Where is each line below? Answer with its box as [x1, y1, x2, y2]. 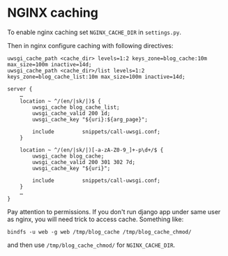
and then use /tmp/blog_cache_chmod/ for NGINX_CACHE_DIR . [7, 241, 176, 249]
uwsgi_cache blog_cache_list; [32, 103, 120, 111]
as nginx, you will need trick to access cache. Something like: [7, 215, 184, 223]
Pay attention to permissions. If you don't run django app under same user [7, 207, 221, 216]
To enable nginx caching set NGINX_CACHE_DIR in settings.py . [7, 28, 181, 36]
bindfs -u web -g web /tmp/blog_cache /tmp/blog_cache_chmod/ [7, 228, 192, 235]
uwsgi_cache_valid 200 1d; [32, 110, 111, 116]
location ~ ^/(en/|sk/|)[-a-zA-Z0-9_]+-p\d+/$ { [20, 146, 164, 153]
